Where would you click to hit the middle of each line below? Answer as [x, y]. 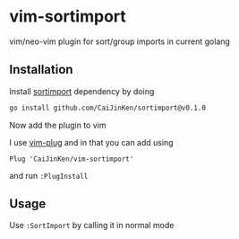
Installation [41, 70]
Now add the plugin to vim [58, 125]
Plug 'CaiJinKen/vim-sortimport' [72, 159]
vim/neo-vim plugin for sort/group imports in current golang [120, 41]
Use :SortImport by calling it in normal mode [92, 226]
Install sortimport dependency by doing [82, 91]
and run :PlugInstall [49, 175]
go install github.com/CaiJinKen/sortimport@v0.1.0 [107, 108]
